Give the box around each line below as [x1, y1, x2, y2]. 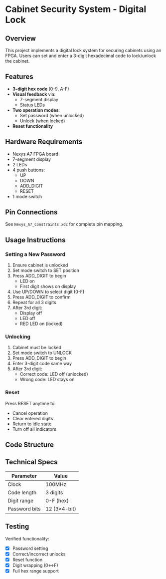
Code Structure [5, 441, 54, 449]
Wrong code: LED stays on [19, 377, 75, 383]
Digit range [7, 497, 34, 504]
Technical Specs [5, 457, 58, 466]
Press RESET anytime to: [5, 400, 56, 406]
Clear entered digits [12, 415, 53, 421]
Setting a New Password [5, 250, 66, 257]
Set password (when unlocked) [19, 112, 84, 118]
